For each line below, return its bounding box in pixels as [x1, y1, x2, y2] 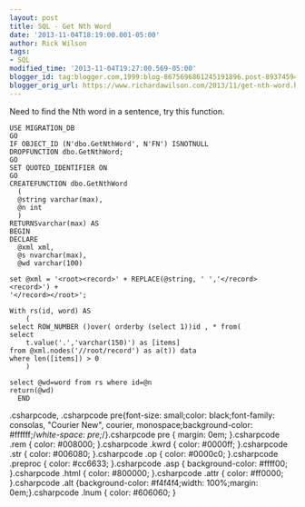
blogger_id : [9, 73, 54, 82]
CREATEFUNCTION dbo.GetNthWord [9, 179, 128, 188]
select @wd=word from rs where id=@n [9, 378, 152, 387]
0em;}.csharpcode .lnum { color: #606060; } [9, 487, 177, 498]
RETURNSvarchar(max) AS [9, 219, 100, 228]
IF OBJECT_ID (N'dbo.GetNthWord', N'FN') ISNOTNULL [9, 139, 209, 148]
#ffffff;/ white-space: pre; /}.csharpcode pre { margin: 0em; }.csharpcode [9, 429, 280, 440]
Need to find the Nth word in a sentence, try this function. [9, 105, 225, 116]
